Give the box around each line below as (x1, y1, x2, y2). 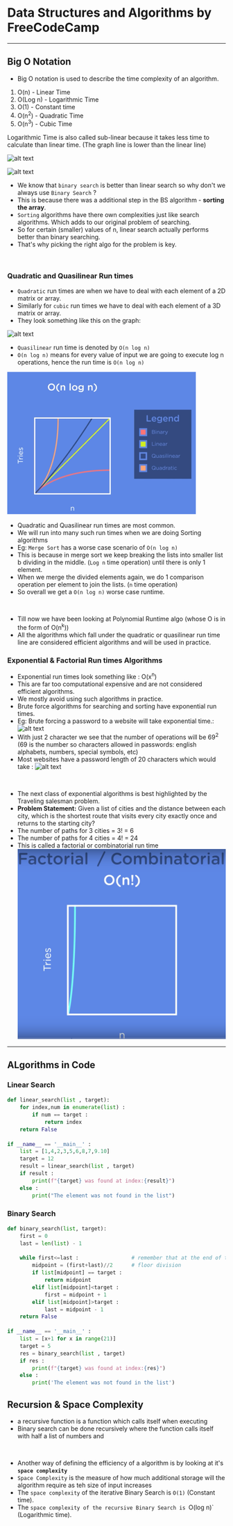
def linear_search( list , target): (7, 1097, 110, 1104)
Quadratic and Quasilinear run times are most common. (17, 521, 175, 530)
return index (44, 1118, 82, 1125)
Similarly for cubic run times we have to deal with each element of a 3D (17, 301, 221, 310)
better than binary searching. (17, 233, 101, 241)
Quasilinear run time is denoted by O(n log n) (17, 343, 150, 352)
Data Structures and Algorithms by (7, 5, 212, 21)
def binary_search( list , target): (7, 1225, 107, 1232)
